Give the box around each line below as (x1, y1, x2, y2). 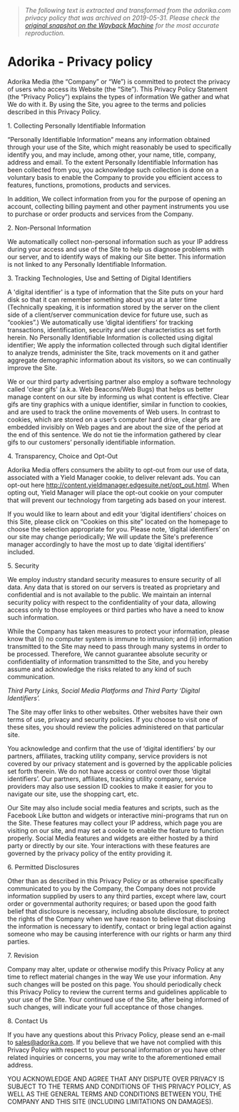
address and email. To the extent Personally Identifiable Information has (7, 158, 219, 166)
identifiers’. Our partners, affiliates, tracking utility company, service (7, 774, 207, 783)
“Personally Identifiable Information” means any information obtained (7, 135, 210, 143)
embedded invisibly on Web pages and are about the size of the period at (7, 422, 223, 431)
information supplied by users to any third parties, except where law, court (7, 892, 226, 900)
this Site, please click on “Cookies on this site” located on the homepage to (7, 517, 228, 526)
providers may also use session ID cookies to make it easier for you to (7, 782, 213, 790)
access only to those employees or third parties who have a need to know (7, 606, 225, 614)
